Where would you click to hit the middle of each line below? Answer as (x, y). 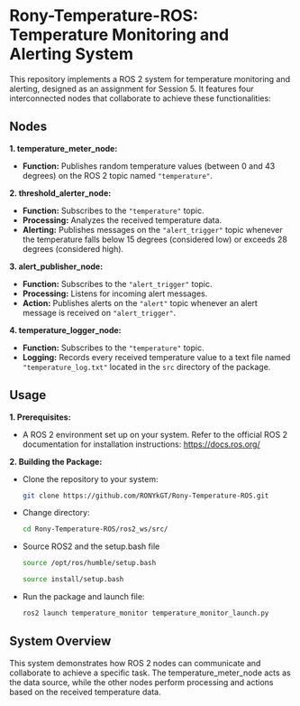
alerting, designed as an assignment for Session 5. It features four (132, 88)
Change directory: (56, 513)
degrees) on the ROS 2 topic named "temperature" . (118, 175)
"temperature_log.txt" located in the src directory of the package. (146, 367)
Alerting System (71, 54)
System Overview (60, 641)
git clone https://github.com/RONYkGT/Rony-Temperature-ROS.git (145, 496)
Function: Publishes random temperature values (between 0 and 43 (149, 166)
